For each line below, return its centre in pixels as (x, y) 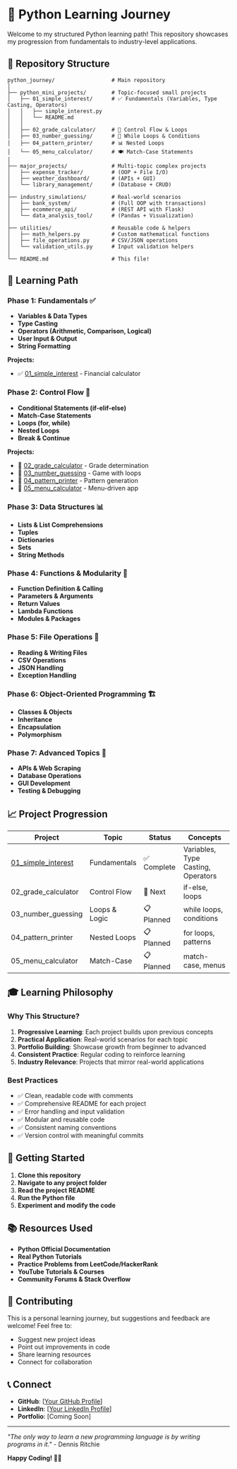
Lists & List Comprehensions (60, 525)
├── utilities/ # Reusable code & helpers (99, 228)
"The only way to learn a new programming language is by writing (104, 1437)
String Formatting (44, 346)
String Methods (41, 555)
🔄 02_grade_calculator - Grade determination (83, 465)
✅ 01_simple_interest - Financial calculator (79, 374)
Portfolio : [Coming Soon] (54, 1417)
